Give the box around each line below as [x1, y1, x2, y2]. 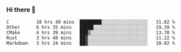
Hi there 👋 [6, 5, 36, 14]
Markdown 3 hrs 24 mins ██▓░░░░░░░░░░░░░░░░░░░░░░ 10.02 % [6, 41, 175, 47]
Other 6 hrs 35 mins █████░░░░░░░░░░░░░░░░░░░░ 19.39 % [6, 24, 175, 31]
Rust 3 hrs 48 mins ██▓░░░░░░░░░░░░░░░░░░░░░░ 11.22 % [6, 35, 175, 41]
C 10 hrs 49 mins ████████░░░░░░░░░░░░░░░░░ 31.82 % [6, 19, 175, 25]
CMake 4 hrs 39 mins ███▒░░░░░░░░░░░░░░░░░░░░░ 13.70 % [6, 30, 175, 36]
